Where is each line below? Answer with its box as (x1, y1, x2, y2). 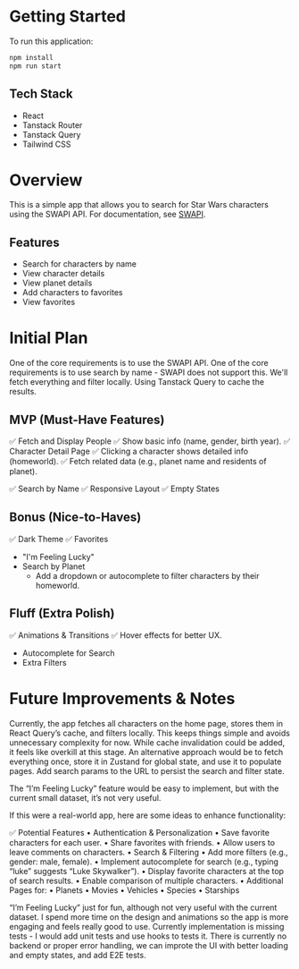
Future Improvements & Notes (9, 688, 236, 709)
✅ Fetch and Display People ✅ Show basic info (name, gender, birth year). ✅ (9, 436, 291, 446)
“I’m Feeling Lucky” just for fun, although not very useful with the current (9, 902, 278, 913)
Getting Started (9, 6, 127, 27)
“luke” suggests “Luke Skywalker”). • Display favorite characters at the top (9, 865, 284, 876)
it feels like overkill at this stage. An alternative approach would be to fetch (9, 746, 284, 757)
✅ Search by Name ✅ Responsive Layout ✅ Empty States (9, 483, 220, 494)
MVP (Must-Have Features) (9, 412, 165, 427)
